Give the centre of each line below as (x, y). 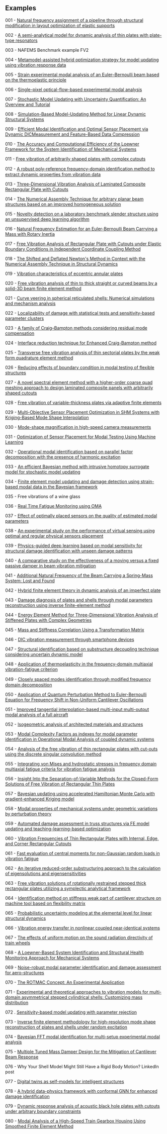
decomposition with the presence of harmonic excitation (63, 457)
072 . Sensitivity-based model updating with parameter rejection (71, 1012)
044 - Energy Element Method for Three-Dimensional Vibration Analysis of (82, 615)
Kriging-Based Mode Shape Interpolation (47, 417)
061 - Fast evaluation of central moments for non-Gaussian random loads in (83, 853)
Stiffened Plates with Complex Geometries (48, 620)
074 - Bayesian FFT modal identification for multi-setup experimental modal (83, 1037)
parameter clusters (25, 318)
